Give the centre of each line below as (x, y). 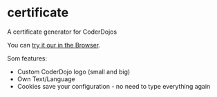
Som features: (27, 58)
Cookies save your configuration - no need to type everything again (114, 86)
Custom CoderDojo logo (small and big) (74, 72)
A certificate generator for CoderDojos (62, 32)
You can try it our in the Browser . (54, 45)
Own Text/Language (46, 79)
